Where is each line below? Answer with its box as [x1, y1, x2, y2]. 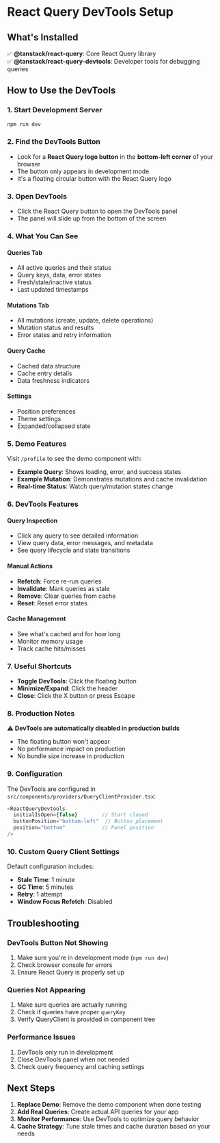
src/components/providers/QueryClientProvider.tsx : [7, 792, 156, 800]
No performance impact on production [16, 744, 126, 753]
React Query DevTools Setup [7, 4, 174, 20]
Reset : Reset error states [16, 599, 87, 607]
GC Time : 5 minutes [16, 883, 74, 891]
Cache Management [7, 614, 66, 623]
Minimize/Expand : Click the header [16, 684, 118, 692]
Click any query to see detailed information [16, 531, 139, 540]
